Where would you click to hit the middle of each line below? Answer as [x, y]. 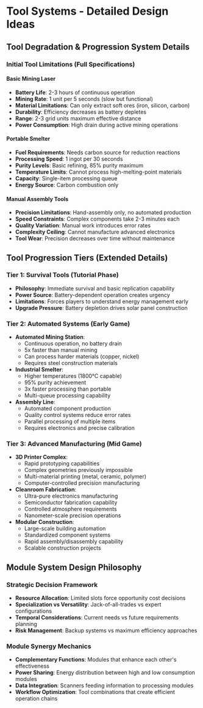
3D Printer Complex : [41, 457]
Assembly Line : [35, 402]
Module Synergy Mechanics [49, 646]
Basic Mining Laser [31, 79]
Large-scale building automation [65, 529]
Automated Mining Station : [50, 337]
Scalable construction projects [63, 548]
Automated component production [67, 408]
